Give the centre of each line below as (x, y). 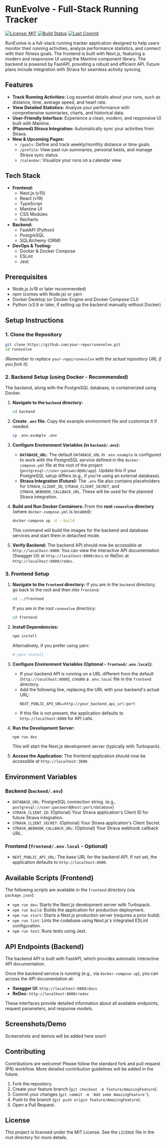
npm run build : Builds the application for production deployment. (79, 910)
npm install (25, 636)
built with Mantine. (31, 123)
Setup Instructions (34, 320)
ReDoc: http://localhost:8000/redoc (51, 994)
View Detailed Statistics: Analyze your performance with (71, 107)
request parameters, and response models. (49, 1009)
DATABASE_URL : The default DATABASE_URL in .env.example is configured (90, 454)
